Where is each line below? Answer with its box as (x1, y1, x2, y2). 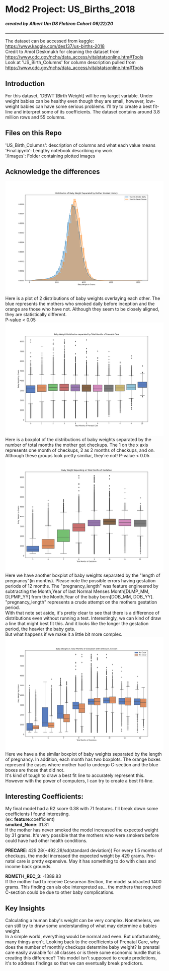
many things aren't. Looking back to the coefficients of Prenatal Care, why (5, 939, 159, 945)
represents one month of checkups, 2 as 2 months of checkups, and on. (5, 447, 155, 453)
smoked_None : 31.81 (5, 822, 49, 828)
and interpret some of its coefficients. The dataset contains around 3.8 (14, 108, 160, 114)
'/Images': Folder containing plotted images (5, 153, 96, 159)
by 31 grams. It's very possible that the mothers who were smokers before (5, 832, 159, 838)
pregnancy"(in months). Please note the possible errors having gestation (5, 577, 156, 583)
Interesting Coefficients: (5, 792, 84, 801)
